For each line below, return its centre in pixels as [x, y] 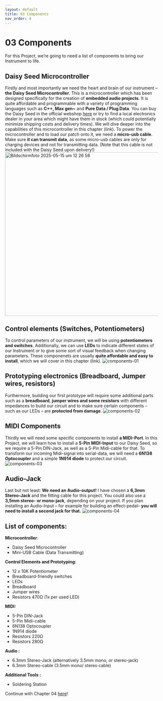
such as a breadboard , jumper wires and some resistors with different [76, 400]
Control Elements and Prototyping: [41, 562]
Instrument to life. [23, 61]
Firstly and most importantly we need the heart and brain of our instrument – [81, 88]
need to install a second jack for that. [43, 511]
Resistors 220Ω [28, 637]
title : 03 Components [27, 14]
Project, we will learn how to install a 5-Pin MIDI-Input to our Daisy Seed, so [81, 443]
